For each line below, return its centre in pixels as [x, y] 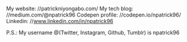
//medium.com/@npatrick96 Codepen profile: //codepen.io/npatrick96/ [94, 15]
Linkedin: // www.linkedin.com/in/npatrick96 [60, 21]
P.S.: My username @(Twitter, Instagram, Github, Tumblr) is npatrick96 [93, 33]
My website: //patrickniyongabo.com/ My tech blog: [70, 9]
